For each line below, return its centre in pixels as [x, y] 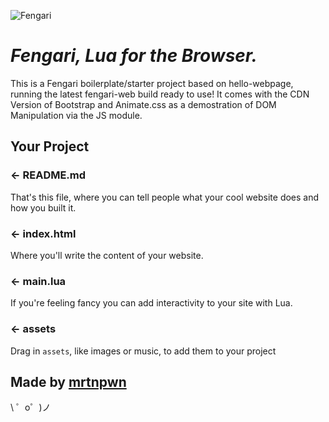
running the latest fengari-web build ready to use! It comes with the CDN [160, 94]
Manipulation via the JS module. [76, 115]
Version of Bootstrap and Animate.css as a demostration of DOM [143, 104]
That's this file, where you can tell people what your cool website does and [165, 197]
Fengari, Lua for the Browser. [134, 56]
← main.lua [38, 281]
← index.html [43, 233]
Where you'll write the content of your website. [107, 255]
